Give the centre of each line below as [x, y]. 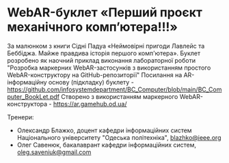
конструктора [27, 104]
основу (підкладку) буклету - [91, 82]
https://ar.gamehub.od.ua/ [90, 104]
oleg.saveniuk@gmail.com [54, 152]
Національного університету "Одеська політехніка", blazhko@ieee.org [119, 137]
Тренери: [21, 117]
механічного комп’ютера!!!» [93, 27]
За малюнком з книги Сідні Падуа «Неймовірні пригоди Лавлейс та [106, 46]
